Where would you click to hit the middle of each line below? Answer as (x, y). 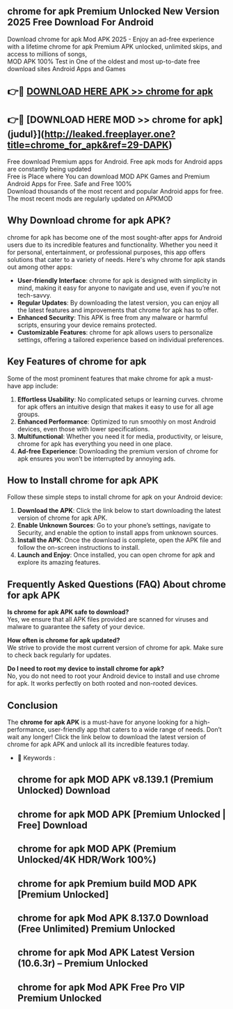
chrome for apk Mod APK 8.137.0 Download (113, 918)
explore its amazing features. (59, 562)
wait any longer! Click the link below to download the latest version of (107, 737)
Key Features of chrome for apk (77, 362)
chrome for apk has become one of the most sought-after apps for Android (115, 237)
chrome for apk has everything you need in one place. (95, 444)
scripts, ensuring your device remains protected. (87, 325)
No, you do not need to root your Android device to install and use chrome (114, 676)
